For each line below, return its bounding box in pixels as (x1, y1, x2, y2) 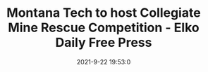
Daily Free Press (55, 35, 152, 50)
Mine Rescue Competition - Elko (8, 20, 200, 36)
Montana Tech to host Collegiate (6, 5, 202, 21)
